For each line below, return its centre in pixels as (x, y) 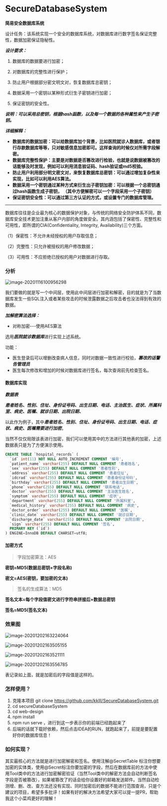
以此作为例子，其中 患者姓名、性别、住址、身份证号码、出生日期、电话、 (79, 422)
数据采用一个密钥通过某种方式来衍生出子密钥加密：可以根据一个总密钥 (84, 185)
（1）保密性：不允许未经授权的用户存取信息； (52, 236)
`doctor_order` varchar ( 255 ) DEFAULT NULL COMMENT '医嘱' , (71, 510)
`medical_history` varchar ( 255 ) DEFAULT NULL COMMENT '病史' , (74, 506)
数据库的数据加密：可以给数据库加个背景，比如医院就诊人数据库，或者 (84, 141)
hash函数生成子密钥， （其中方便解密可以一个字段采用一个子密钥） (85, 191)
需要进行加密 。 (51, 428)
